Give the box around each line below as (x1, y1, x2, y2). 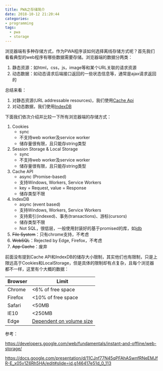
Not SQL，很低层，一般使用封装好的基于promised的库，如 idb (19, 225, 142, 231)
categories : (5, 16, 29, 21)
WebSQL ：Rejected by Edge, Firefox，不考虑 (12, 237, 103, 243)
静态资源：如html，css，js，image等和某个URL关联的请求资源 (12, 64, 137, 71)
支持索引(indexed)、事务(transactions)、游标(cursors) (19, 213, 127, 219)
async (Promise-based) (19, 174, 66, 179)
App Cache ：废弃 (12, 244, 48, 249)
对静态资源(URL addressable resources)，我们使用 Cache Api (12, 97, 134, 103)
